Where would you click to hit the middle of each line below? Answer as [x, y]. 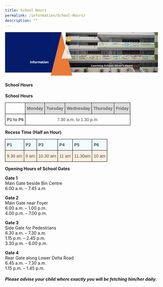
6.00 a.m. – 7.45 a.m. [26, 188]
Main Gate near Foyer [27, 203]
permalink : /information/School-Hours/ [45, 15]
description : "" [21, 20]
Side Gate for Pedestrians [31, 228]
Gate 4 [12, 253]
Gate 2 [12, 198]
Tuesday [55, 108]
